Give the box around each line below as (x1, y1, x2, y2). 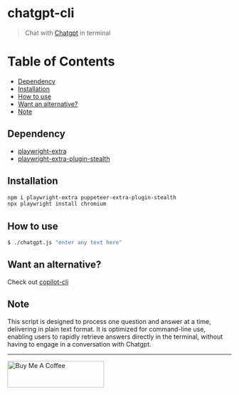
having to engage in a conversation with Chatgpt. (7, 339, 152, 348)
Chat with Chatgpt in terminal (24, 28, 111, 37)
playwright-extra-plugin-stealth (17, 154, 110, 163)
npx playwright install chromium (7, 201, 107, 208)
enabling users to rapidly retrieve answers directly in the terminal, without (7, 332, 223, 341)
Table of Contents (7, 53, 115, 70)
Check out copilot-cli (7, 278, 69, 286)
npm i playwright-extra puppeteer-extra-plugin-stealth (7, 194, 176, 201)
